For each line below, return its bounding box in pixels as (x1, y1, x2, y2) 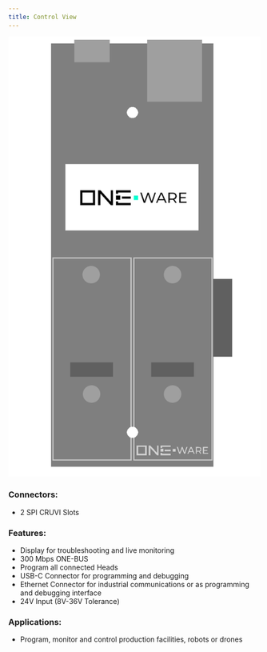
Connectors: (8, 489, 58, 500)
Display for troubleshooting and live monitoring (19, 545, 175, 555)
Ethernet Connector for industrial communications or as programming (19, 579, 249, 589)
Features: (8, 527, 46, 538)
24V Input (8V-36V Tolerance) (19, 596, 120, 606)
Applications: (8, 616, 62, 627)
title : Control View (8, 13, 78, 21)
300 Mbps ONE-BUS (19, 554, 89, 563)
